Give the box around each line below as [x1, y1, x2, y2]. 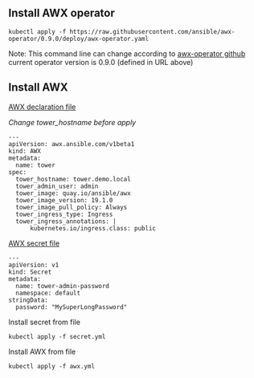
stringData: [8, 296, 48, 304]
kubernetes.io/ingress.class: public [29, 224, 157, 232]
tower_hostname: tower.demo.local [15, 175, 131, 183]
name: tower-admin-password [15, 282, 110, 290]
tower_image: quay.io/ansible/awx [15, 189, 131, 197]
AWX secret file [8, 238, 60, 248]
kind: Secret [8, 268, 52, 276]
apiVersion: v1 [8, 261, 59, 269]
